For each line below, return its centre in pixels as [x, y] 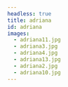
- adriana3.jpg [36, 46]
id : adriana [25, 27]
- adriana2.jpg [36, 66]
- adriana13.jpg [37, 60]
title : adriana [29, 20]
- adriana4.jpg [36, 53]
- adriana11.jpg [37, 40]
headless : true [29, 14]
